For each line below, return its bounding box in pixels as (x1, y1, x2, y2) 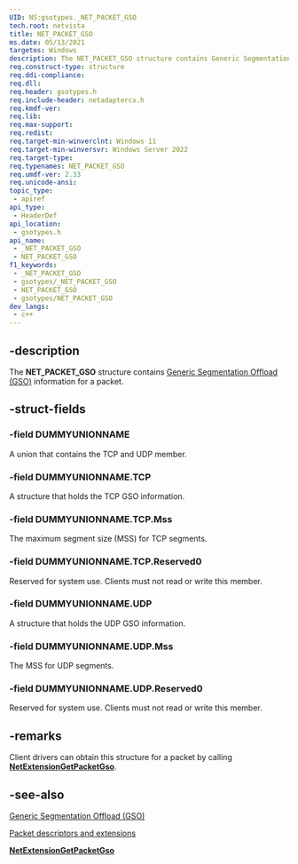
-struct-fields (9, 401, 86, 417)
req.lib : (9, 112, 42, 121)
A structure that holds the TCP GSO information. (9, 490, 185, 502)
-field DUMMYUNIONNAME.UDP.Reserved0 (9, 683, 203, 695)
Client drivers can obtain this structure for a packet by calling (9, 752, 232, 763)
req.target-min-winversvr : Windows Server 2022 (9, 145, 189, 154)
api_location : (9, 219, 62, 228)
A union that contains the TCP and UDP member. (9, 448, 188, 459)
